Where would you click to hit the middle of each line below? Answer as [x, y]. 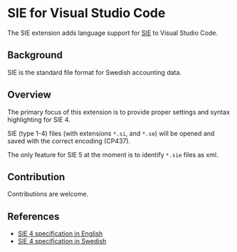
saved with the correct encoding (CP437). [69, 141]
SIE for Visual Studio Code [86, 13]
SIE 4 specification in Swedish [62, 241]
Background [35, 55]
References [33, 216]
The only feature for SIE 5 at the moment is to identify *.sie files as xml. [113, 154]
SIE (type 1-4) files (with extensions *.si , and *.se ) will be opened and [111, 133]
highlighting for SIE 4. [39, 120]
